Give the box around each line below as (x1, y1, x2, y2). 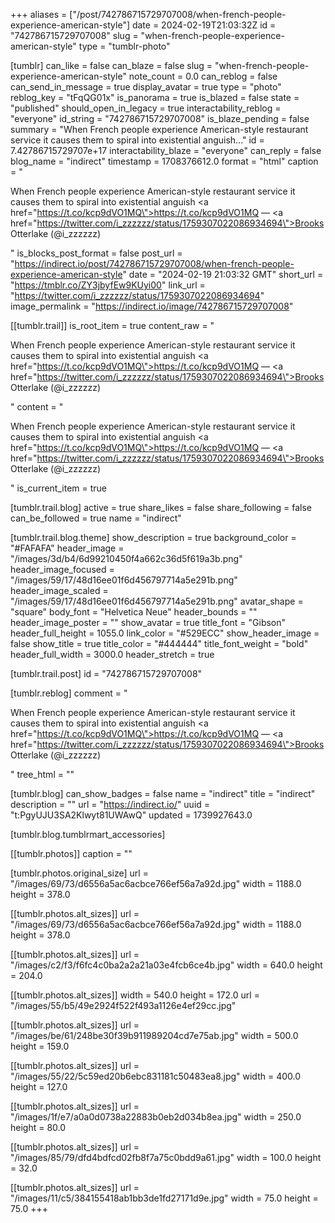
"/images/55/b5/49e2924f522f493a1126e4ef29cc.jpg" (10, 1000, 237, 1011)
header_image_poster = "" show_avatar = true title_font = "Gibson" (10, 617, 287, 628)
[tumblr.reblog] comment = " (10, 687, 128, 699)
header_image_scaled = (10, 585, 109, 596)
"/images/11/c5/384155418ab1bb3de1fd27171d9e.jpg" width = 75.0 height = (10, 1192, 319, 1204)
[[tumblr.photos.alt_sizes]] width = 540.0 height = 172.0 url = (10, 989, 260, 1001)
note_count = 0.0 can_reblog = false (128, 70, 278, 82)
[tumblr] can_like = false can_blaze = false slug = (10, 60, 213, 71)
